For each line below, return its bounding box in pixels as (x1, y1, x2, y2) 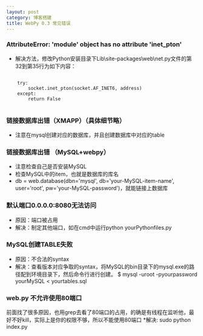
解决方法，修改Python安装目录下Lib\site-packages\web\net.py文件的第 (15, 55, 192, 62)
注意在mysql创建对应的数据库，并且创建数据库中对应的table (15, 131, 165, 139)
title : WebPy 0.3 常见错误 (6, 20, 71, 26)
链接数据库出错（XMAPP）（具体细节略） (6, 116, 126, 125)
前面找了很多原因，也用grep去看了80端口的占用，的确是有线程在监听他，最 (6, 309, 195, 316)
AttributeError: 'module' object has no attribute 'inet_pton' (6, 40, 182, 49)
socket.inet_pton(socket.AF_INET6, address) (28, 85, 142, 91)
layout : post (6, 9, 39, 15)
